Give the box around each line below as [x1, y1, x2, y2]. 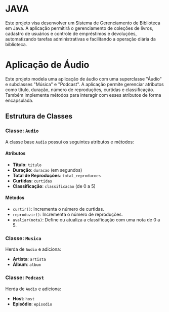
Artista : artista [12, 256, 47, 262]
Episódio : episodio [12, 301, 52, 307]
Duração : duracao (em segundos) [12, 167, 82, 173]
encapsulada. [5, 97, 34, 103]
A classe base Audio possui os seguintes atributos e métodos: [5, 139, 134, 145]
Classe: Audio [5, 127, 39, 134]
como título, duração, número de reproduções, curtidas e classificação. [5, 87, 154, 93]
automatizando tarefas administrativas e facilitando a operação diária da [5, 36, 156, 42]
